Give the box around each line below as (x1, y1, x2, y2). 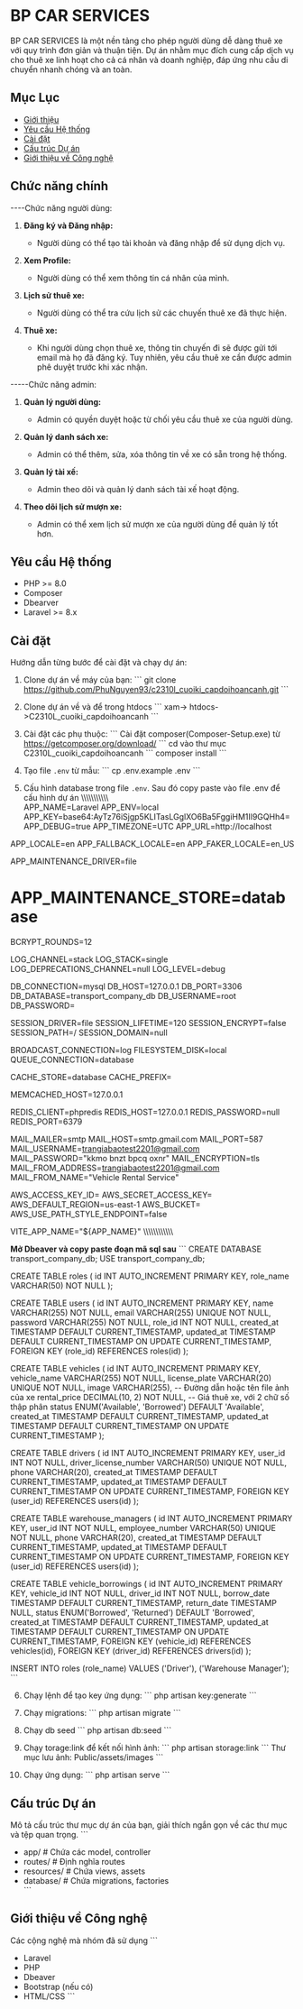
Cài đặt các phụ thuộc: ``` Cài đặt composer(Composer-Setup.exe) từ (23, 729, 280, 739)
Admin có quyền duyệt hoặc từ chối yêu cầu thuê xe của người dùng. (36, 414, 294, 425)
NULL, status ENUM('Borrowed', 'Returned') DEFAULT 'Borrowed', (10, 1607, 255, 1619)
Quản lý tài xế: (23, 466, 79, 477)
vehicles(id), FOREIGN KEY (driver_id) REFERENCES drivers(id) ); (10, 1646, 252, 1656)
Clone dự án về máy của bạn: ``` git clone (23, 674, 177, 685)
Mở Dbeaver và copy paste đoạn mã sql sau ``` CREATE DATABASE (10, 1243, 262, 1254)
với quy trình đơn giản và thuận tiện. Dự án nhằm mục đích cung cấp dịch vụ (10, 44, 294, 55)
